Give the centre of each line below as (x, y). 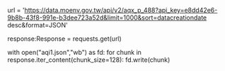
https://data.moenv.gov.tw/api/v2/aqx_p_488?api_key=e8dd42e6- (121, 10)
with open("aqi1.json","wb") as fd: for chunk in (74, 52)
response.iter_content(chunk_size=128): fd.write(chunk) (89, 60)
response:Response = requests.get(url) (64, 39)
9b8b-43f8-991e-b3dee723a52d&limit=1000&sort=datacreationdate (107, 18)
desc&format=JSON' (38, 25)
